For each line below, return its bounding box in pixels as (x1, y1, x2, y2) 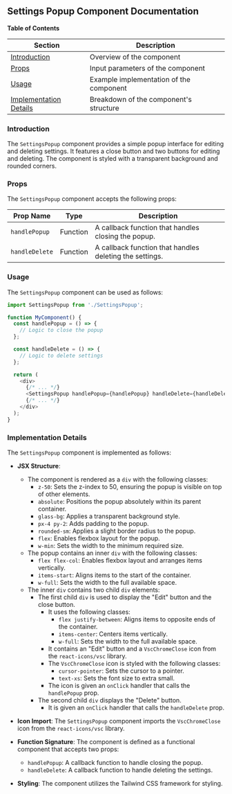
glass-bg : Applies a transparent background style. (37, 512, 181, 520)
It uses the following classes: (48, 608, 131, 616)
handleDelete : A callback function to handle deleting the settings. (27, 766, 213, 774)
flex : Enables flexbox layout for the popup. (37, 534, 160, 542)
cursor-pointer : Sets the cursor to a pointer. (58, 667, 184, 675)
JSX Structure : (17, 462, 61, 470)
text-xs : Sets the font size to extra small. (58, 674, 175, 682)
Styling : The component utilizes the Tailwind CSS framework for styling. (17, 779, 223, 787)
